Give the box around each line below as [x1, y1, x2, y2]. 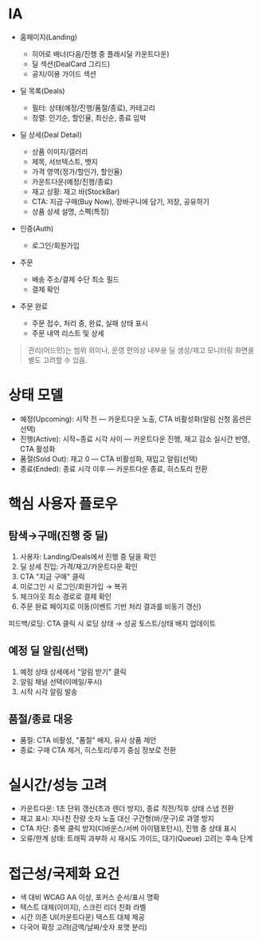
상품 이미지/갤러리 [31, 147, 88, 156]
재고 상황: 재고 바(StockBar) [31, 187, 120, 196]
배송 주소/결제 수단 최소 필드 [31, 274, 119, 284]
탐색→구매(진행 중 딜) [8, 529, 109, 542]
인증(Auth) [19, 223, 54, 233]
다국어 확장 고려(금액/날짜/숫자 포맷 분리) [19, 922, 147, 932]
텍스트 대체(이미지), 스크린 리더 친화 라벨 [19, 902, 147, 912]
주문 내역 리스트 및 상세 [31, 328, 105, 337]
